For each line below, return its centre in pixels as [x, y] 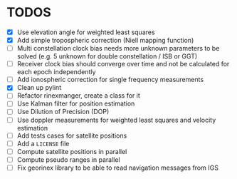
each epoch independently [56, 72]
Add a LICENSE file [43, 143]
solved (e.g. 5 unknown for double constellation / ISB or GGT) [107, 56]
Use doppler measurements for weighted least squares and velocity [116, 120]
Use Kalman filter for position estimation [76, 103]
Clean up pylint [39, 88]
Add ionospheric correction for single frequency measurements [110, 80]
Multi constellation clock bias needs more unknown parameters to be [118, 48]
